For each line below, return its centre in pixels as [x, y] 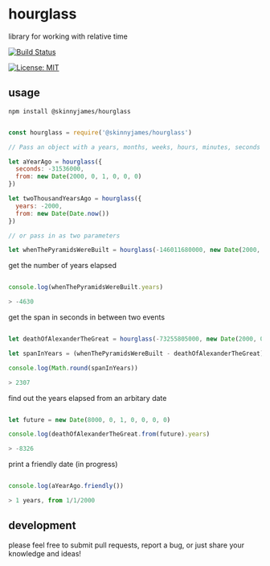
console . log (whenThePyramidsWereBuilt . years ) [86, 287]
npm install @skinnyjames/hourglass [70, 111]
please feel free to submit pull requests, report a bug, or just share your [127, 545]
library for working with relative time [68, 36]
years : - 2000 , [39, 206]
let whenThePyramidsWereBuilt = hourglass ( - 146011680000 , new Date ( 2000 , [135, 250]
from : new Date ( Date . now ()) [63, 213]
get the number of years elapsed [62, 266]
